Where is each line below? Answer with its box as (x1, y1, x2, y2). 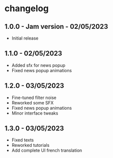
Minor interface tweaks (11, 110, 58, 116)
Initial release (11, 35, 38, 41)
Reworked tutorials (11, 142, 50, 148)
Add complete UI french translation (11, 147, 82, 154)
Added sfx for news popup (11, 62, 66, 68)
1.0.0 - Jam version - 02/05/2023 (4, 22, 108, 31)
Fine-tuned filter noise (11, 95, 56, 100)
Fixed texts (11, 137, 34, 143)
